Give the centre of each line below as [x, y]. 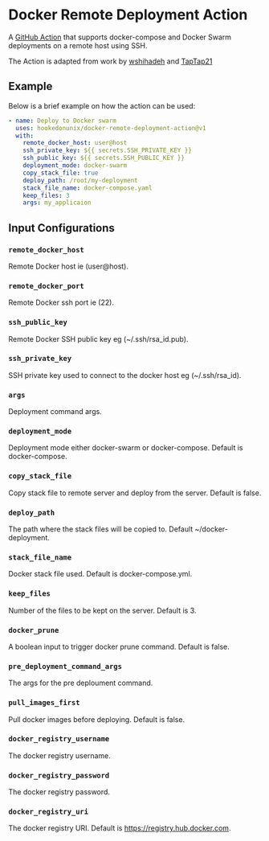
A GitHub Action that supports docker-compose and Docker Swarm [120, 37]
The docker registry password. [59, 792]
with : [25, 135]
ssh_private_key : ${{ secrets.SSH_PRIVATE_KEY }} [108, 150]
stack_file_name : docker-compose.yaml [88, 188]
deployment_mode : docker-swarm [75, 166]
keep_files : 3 [46, 195]
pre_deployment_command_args [65, 666]
